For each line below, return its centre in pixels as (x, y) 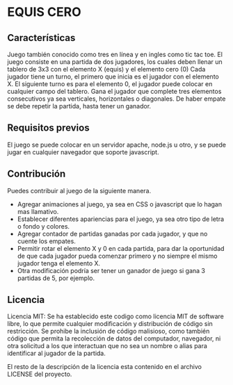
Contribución (37, 174)
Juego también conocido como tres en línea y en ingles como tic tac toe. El (115, 54)
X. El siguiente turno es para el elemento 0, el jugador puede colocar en (110, 84)
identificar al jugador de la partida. (56, 353)
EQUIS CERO (44, 12)
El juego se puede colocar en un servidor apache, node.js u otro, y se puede (117, 145)
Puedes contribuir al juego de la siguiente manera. (79, 190)
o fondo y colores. (43, 226)
